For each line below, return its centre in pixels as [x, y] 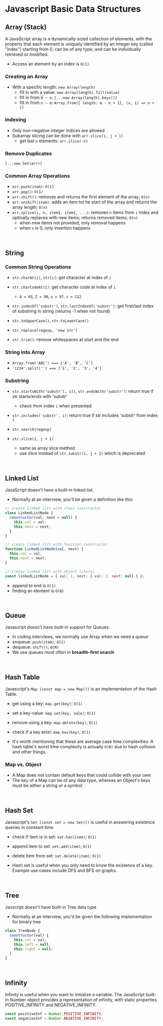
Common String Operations [38, 267]
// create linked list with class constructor [53, 509]
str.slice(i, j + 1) [33, 439]
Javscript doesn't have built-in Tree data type [51, 907]
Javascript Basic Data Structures [73, 9]
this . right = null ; [34, 949]
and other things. [29, 752]
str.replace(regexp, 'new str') [45, 330]
